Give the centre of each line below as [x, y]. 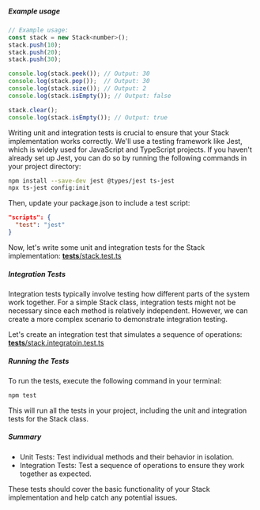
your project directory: [45, 166]
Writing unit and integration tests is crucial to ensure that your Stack [119, 132]
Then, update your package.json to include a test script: [99, 203]
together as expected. [56, 474]
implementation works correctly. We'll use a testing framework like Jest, [125, 141]
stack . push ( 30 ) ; [35, 59]
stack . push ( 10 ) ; [35, 45]
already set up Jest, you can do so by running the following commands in [128, 157]
